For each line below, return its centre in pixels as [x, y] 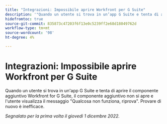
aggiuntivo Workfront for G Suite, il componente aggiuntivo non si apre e [79, 96]
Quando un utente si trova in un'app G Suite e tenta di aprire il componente [82, 90]
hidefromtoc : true [24, 19]
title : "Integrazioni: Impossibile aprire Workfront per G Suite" [75, 10]
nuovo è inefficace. [25, 106]
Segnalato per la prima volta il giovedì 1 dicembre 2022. [63, 116]
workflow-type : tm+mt [28, 28]
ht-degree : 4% [20, 38]
